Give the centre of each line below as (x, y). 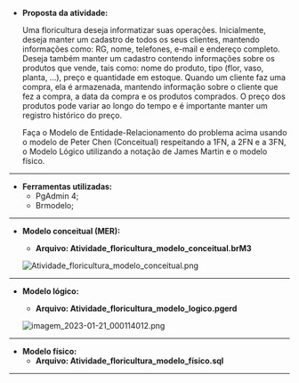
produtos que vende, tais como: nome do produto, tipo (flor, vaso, (143, 68)
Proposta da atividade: (65, 13)
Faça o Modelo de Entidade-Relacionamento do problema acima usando (154, 132)
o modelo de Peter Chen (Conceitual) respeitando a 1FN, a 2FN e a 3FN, (154, 142)
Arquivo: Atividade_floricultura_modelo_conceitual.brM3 (143, 248)
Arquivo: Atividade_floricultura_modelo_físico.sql (129, 361)
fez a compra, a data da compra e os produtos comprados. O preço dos (154, 96)
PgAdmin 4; (57, 196)
